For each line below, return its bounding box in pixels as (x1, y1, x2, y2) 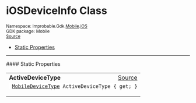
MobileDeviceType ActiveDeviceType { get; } (12, 83, 138, 90)
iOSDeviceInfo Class (6, 4, 107, 17)
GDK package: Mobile (6, 28, 50, 34)
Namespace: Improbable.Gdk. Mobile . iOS (6, 23, 87, 29)
